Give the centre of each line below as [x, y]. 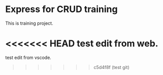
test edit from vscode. [28, 57]
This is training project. [29, 23]
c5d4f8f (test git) [111, 67]
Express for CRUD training [61, 9]
